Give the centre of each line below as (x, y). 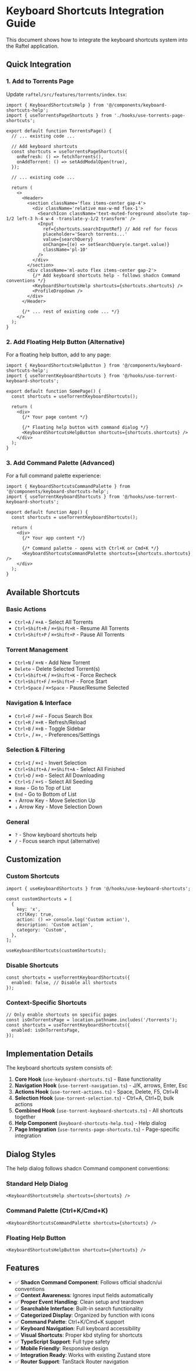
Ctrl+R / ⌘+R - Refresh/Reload (50, 722)
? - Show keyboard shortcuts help (56, 835)
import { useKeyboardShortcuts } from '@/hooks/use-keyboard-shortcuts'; (99, 888)
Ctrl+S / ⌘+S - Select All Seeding (54, 781)
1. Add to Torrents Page (40, 81)
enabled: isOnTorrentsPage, (46, 1031)
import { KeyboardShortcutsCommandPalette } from (68, 487)
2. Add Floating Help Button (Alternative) (66, 342)
